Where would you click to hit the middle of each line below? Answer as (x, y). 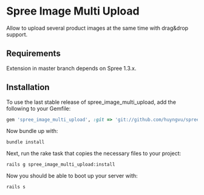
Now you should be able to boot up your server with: (72, 176)
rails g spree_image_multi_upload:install (61, 165)
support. (17, 34)
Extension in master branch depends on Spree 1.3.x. (71, 68)
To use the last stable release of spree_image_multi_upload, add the (91, 102)
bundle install (25, 142)
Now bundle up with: (32, 131)
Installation (28, 87)
